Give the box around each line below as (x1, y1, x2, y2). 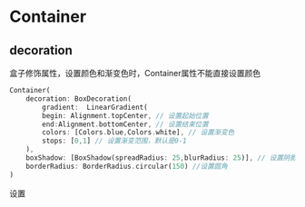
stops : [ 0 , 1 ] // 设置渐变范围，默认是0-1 (42, 136, 188, 146)
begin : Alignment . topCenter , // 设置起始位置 (42, 111, 209, 120)
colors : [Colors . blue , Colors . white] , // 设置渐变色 (42, 128, 235, 137)
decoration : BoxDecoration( (25, 94, 132, 103)
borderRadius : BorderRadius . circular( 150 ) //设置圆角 (25, 162, 229, 171)
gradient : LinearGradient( (42, 103, 148, 112)
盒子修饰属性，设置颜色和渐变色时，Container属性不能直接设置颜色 (9, 68, 261, 78)
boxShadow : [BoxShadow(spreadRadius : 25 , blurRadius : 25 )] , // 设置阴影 (25, 153, 297, 163)
